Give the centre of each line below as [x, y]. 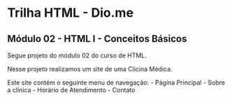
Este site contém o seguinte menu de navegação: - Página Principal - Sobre [116, 83]
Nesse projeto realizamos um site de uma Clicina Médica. [90, 69]
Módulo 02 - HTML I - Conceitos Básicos [97, 39]
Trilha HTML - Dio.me [71, 13]
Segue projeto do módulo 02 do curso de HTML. [77, 55]
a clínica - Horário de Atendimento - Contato [71, 90]
